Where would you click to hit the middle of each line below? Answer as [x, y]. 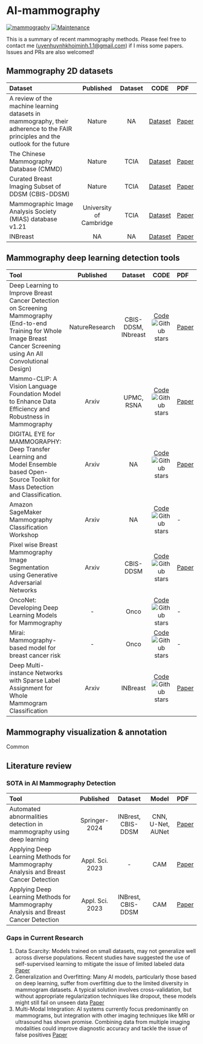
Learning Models [33, 615]
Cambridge [97, 223]
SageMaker [26, 512]
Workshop [24, 534]
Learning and [28, 457]
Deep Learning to [34, 285]
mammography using [39, 832]
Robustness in [29, 416]
